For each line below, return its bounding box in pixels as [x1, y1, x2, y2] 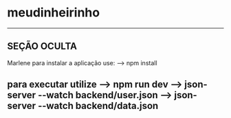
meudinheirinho [7, 5, 100, 21]
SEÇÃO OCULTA [7, 40, 78, 52]
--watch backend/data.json [37, 100, 159, 112]
